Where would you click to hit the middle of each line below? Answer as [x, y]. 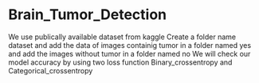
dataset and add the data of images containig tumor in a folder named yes [130, 45]
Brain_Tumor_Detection [88, 15]
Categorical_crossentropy [51, 70]
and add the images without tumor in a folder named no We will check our [129, 53]
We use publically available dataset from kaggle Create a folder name [122, 37]
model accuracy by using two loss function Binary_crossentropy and [120, 62]
